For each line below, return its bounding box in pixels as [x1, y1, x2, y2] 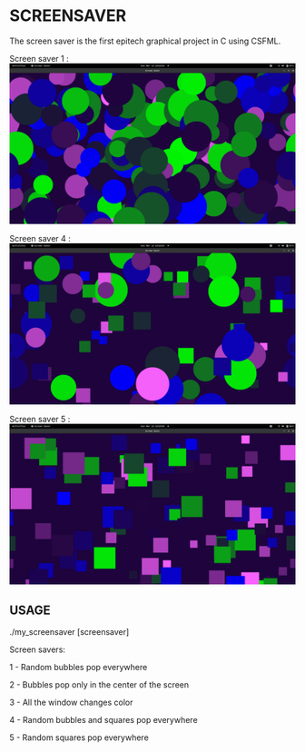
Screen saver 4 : [9, 233, 71, 244]
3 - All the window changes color [9, 697, 133, 708]
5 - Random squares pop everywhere [9, 732, 150, 743]
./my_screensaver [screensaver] [9, 627, 130, 638]
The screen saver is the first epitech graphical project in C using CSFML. [9, 35, 281, 46]
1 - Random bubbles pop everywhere [9, 662, 148, 673]
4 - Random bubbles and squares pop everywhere [9, 715, 198, 726]
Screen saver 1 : [9, 53, 70, 64]
